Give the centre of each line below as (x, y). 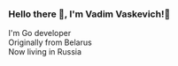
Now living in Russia (45, 52)
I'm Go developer (40, 33)
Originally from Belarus (50, 42)
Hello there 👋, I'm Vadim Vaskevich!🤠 (89, 14)
